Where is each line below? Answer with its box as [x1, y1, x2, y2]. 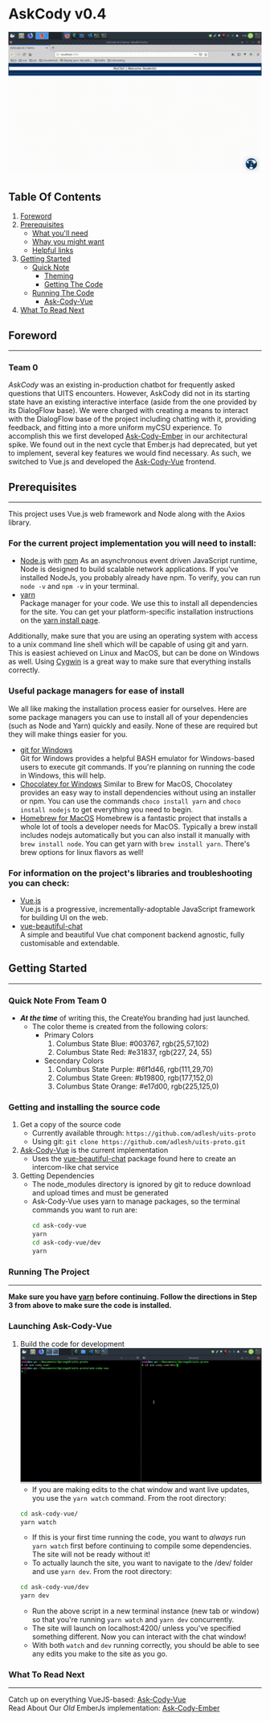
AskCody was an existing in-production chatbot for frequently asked [8, 380, 235, 390]
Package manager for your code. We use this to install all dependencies [19, 599, 258, 608]
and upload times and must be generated [31, 1188, 169, 1198]
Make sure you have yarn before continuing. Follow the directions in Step [8, 1292, 257, 1302]
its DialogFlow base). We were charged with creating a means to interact [8, 406, 249, 415]
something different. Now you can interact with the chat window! [31, 1632, 247, 1641]
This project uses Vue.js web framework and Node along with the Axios [8, 509, 245, 519]
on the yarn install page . [19, 615, 100, 625]
